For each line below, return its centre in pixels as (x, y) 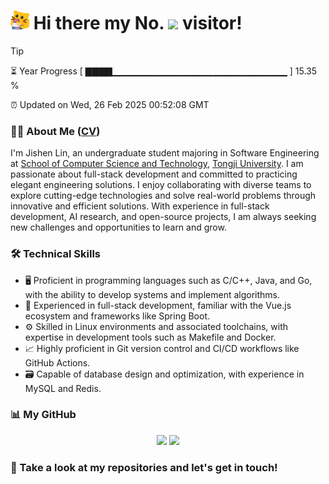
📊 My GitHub (43, 415)
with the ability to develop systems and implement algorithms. (152, 294)
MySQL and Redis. (63, 388)
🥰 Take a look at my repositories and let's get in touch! (144, 467)
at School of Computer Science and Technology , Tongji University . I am (157, 164)
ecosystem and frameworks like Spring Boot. (117, 316)
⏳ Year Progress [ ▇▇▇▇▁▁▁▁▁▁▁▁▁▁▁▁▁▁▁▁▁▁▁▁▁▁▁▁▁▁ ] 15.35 (164, 71)
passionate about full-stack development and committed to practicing (154, 174)
